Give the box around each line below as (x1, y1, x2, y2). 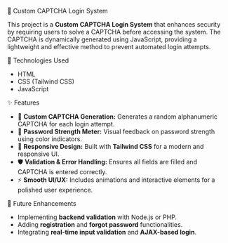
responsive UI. (17, 150, 60, 158)
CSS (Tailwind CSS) (17, 77, 75, 86)
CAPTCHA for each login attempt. (17, 120, 115, 128)
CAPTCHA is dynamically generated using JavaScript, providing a (7, 35, 198, 44)
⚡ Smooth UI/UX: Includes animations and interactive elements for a (17, 176, 215, 184)
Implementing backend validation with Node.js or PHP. (17, 213, 177, 221)
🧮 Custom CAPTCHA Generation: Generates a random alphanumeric (17, 112, 218, 121)
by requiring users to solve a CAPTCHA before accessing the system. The (7, 28, 221, 36)
